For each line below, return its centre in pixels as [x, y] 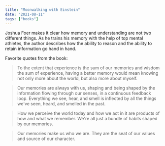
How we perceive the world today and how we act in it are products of [88, 113]
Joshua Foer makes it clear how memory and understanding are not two [78, 33]
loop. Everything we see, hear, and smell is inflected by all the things [87, 98]
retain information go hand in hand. [41, 49]
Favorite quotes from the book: [36, 58]
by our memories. [35, 124]
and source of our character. [46, 139]
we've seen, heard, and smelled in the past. [61, 104]
